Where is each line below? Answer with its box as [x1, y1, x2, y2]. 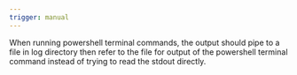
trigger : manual [9, 12, 69, 22]
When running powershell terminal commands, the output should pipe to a [9, 37, 280, 48]
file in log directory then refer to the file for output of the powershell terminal [9, 46, 288, 57]
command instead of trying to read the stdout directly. [9, 56, 207, 66]
